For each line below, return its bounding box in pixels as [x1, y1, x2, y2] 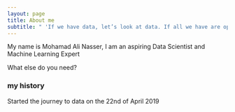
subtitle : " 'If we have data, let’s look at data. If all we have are [7, 23, 220, 30]
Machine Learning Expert [7, 50, 80, 58]
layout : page [7, 10, 45, 17]
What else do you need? [7, 64, 77, 72]
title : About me [7, 17, 55, 24]
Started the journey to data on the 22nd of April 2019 [7, 97, 159, 105]
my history [7, 81, 45, 91]
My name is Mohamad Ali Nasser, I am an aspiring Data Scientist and [7, 43, 206, 51]
